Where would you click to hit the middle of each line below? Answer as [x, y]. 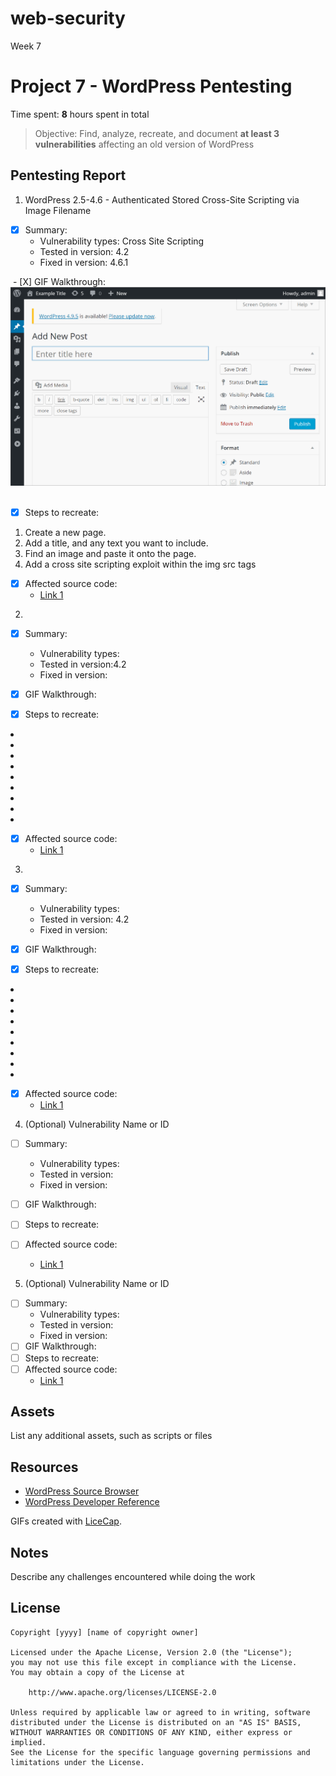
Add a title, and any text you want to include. [116, 543]
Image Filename [58, 210]
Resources [44, 1467]
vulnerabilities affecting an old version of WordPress [144, 144]
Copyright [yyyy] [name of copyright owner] [104, 1632]
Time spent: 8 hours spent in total [80, 114]
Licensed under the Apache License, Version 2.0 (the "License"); [151, 1652]
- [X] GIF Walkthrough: [59, 281]
